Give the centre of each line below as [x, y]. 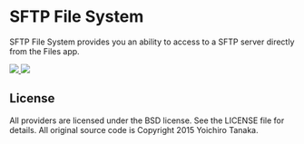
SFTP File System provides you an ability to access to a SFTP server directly [152, 42]
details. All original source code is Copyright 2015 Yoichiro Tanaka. [134, 130]
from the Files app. [44, 51]
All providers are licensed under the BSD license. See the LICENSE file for [147, 120]
